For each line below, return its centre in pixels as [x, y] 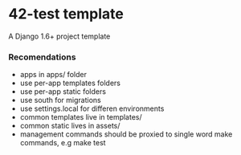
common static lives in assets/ [70, 126]
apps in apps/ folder [53, 75]
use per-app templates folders [70, 83]
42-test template [66, 14]
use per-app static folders [63, 92]
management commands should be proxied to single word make [126, 134]
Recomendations [42, 57]
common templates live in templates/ [81, 117]
